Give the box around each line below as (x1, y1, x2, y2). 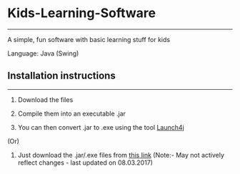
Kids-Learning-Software (7, 5, 156, 21)
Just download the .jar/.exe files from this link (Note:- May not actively (17, 150, 225, 159)
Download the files (17, 95, 74, 104)
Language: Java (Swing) (7, 48, 79, 58)
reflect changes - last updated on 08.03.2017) (17, 158, 154, 167)
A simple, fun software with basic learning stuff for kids (7, 35, 170, 43)
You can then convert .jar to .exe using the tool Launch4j (17, 123, 184, 131)
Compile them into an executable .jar (17, 109, 126, 118)
